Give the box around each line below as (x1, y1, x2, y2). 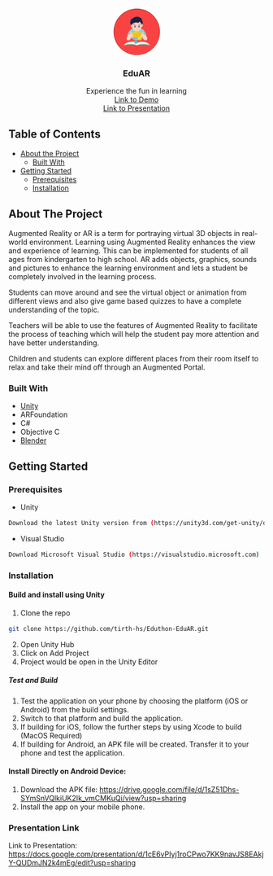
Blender (19, 436, 47, 445)
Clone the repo (19, 607, 71, 618)
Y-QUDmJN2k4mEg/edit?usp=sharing (8, 858, 136, 868)
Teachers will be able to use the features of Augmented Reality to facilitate (8, 320, 258, 330)
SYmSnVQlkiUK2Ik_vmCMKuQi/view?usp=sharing (19, 793, 187, 803)
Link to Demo (114, 94, 159, 105)
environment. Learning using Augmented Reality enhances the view (28, 237, 256, 247)
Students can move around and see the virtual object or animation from (8, 287, 248, 297)
